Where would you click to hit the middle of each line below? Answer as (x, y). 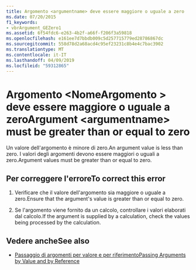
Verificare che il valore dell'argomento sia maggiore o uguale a (90, 192)
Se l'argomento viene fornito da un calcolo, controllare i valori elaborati (100, 210)
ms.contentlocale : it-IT (36, 55)
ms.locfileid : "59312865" (37, 66)
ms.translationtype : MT (35, 50)
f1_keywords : (22, 22)
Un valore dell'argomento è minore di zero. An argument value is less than (94, 148)
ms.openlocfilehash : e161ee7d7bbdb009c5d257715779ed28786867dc (85, 38)
